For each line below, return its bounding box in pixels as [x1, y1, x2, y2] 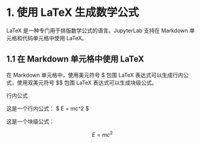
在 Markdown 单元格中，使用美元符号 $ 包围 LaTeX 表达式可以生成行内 [6, 71, 184, 78]
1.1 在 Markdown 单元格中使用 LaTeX [6, 54, 144, 65]
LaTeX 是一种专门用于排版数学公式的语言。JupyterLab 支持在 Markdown [6, 27, 188, 34]
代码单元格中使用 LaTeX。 [22, 34, 88, 41]
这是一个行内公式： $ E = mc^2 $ [6, 105, 90, 112]
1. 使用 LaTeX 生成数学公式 [6, 5, 139, 19]
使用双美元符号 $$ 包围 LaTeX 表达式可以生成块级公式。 [16, 78, 157, 86]
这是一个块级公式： [6, 117, 55, 125]
